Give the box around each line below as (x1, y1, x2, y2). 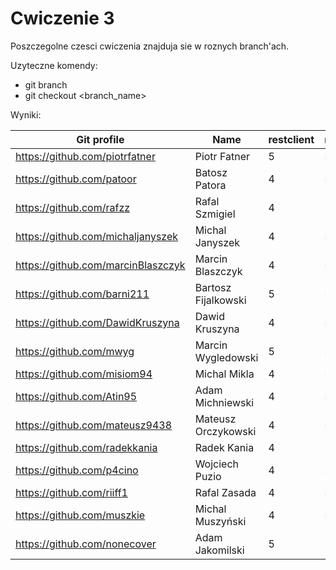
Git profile (76, 132, 125, 146)
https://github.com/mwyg (15, 344, 135, 358)
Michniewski (194, 395, 255, 409)
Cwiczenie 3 (10, 7, 115, 30)
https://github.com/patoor (15, 172, 137, 186)
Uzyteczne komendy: (10, 59, 98, 71)
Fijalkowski (194, 293, 247, 307)
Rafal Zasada (194, 485, 257, 499)
